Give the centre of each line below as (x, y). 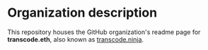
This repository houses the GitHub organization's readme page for (104, 32)
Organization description (82, 13)
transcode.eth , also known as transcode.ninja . (75, 39)
